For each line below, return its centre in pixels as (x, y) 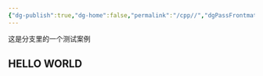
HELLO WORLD (45, 64)
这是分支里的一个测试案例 (49, 38)
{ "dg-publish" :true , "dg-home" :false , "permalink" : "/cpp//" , (106, 15)
